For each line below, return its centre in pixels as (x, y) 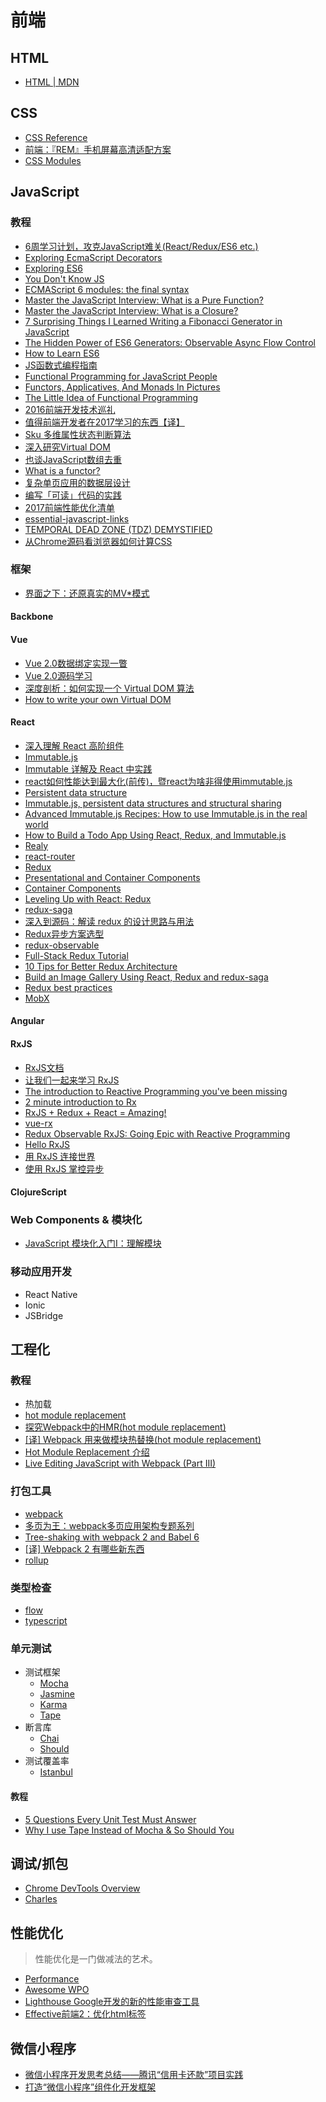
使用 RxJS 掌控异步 (64, 1168)
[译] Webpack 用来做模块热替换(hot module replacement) (143, 1440)
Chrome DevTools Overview (82, 1888)
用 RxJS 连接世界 (60, 1156)
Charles (41, 1899)
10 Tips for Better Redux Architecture (101, 966)
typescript (46, 1621)
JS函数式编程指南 (61, 365)
